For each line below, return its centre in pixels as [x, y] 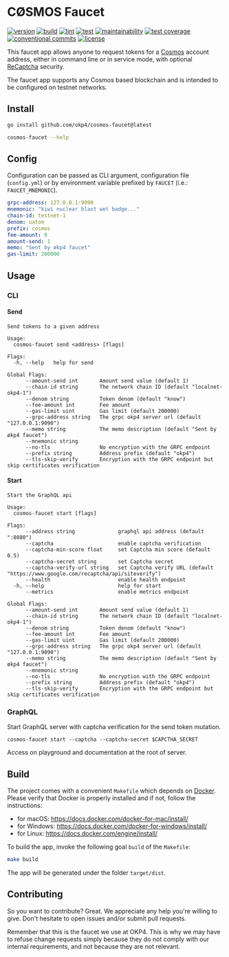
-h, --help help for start [87, 586]
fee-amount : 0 [28, 235]
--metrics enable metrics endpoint [107, 592]
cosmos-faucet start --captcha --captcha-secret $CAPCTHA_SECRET [102, 739]
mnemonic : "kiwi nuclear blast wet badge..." [73, 209]
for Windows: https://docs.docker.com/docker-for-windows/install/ [112, 826]
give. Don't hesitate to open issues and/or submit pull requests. [97, 918]
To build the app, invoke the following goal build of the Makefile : [99, 847]
